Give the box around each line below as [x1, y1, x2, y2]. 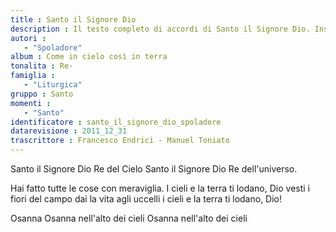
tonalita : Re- [10, 61, 74, 71]
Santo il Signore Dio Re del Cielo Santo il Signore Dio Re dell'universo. [10, 163, 298, 175]
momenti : [10, 98, 52, 108]
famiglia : [10, 71, 56, 81]
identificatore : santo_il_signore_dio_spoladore [10, 117, 222, 127]
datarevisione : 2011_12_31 [10, 126, 128, 136]
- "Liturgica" [23, 80, 83, 90]
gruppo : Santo [10, 89, 74, 99]
